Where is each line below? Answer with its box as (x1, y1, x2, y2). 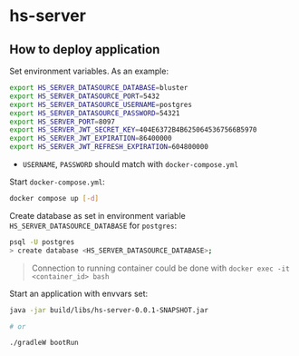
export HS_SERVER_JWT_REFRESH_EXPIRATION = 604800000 (9, 143, 208, 152)
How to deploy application (9, 42, 160, 57)
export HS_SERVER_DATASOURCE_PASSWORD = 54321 (9, 108, 180, 118)
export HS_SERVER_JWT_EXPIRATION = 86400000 (9, 133, 172, 143)
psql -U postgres (9, 237, 75, 246)
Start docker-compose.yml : (9, 176, 106, 187)
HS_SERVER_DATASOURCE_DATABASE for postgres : (9, 220, 178, 231)
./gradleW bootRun (9, 338, 79, 348)
